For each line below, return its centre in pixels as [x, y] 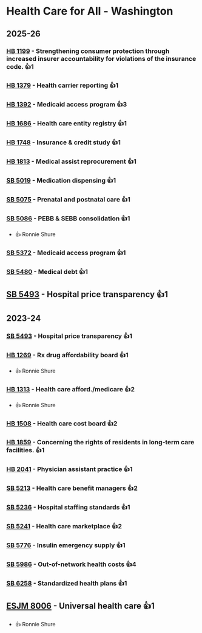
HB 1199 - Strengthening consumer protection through [88, 51]
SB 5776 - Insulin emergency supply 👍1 [66, 545]
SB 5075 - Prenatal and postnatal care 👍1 [68, 199]
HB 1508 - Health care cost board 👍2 [62, 424]
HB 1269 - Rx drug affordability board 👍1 [67, 355]
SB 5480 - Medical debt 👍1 [47, 272]
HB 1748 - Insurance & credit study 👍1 [64, 142]
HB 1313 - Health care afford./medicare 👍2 [71, 390]
